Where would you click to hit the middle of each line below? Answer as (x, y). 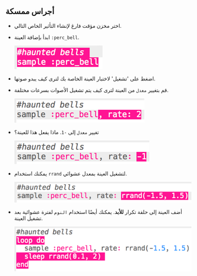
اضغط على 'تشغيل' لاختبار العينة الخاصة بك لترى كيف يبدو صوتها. (85, 79)
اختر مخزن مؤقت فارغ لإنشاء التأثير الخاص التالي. (68, 25)
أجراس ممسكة (30, 12)
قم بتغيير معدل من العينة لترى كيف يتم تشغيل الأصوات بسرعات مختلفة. (91, 90)
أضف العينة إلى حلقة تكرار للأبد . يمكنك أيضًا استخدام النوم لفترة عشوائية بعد (98, 212)
